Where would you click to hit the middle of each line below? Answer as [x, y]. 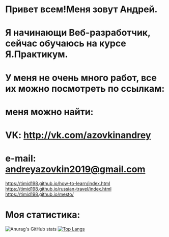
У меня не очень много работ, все [81, 78]
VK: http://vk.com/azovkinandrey [78, 135]
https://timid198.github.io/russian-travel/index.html [59, 189]
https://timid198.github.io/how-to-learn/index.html [58, 183]
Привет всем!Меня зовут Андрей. [81, 9]
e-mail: [21, 159]
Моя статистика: [43, 215]
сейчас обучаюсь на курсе [66, 44]
